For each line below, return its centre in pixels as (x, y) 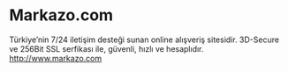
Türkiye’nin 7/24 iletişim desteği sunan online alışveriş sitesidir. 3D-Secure (144, 40)
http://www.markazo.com (56, 58)
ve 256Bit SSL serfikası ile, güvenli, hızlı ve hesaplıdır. (106, 48)
